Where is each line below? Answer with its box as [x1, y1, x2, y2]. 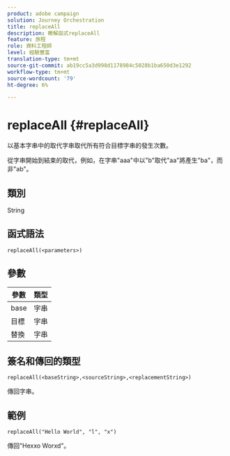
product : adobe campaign [7, 10, 79, 17]
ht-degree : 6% [7, 81, 49, 88]
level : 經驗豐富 [7, 49, 50, 56]
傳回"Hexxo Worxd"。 [7, 441, 70, 450]
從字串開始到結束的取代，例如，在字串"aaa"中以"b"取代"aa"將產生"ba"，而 [7, 156, 223, 164]
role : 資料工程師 [7, 42, 52, 49]
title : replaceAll [7, 23, 61, 30]
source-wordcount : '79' [7, 74, 77, 82]
